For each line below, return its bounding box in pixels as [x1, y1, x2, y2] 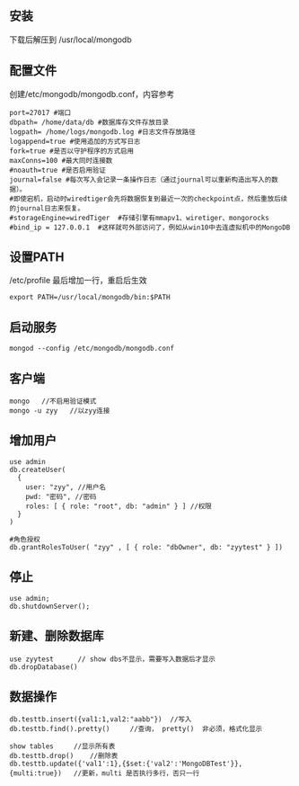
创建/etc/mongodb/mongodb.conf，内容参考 [9, 88, 175, 99]
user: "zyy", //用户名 [25, 482, 106, 492]
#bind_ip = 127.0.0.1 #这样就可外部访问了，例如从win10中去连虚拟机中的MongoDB [9, 223, 291, 232]
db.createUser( [9, 465, 66, 474]
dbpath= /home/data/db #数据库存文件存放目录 [9, 118, 169, 127]
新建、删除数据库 [9, 629, 104, 644]
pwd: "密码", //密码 [25, 492, 97, 501]
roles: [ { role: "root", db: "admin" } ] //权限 [25, 502, 213, 511]
